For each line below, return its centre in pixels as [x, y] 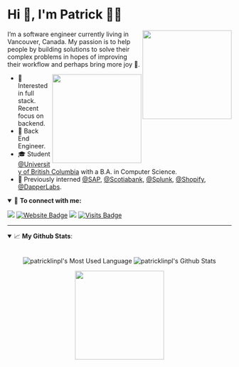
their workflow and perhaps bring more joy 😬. [74, 64]
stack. [27, 100]
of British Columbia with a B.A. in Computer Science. [100, 171]
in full [26, 93]
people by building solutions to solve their [69, 49]
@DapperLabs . [39, 187]
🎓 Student [34, 154]
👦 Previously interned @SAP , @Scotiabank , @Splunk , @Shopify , [112, 179]
